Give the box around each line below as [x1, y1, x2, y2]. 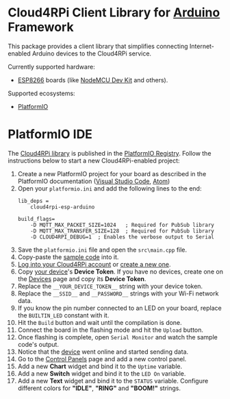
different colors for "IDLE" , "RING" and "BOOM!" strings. [17, 384, 181, 392]
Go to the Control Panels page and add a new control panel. [17, 354, 187, 363]
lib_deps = [17, 197, 49, 204]
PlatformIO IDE [8, 127, 93, 142]
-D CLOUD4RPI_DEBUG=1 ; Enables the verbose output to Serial [30, 233, 214, 241]
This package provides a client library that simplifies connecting [8, 42, 188, 50]
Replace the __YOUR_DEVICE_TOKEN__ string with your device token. [17, 282, 203, 290]
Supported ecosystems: [8, 89, 75, 97]
